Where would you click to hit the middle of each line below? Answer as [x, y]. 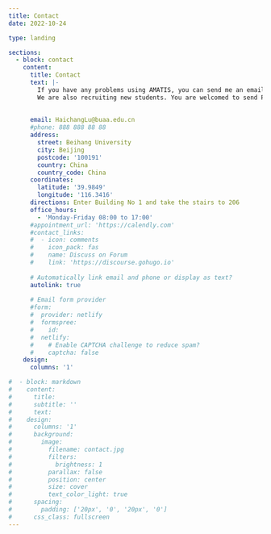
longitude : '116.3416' [75, 195]
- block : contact [45, 60]
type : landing [32, 38]
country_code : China [72, 173]
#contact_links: [57, 232]
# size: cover [48, 487]
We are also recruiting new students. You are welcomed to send [148, 98]
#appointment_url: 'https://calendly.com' [102, 225]
